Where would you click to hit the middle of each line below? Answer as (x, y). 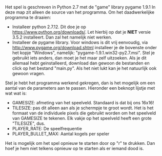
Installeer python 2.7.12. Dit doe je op (49, 27)
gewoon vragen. (29, 73)
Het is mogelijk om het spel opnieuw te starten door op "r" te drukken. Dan (80, 143)
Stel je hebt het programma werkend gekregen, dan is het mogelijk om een (80, 83)
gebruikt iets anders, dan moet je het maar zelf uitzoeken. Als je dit (79, 58)
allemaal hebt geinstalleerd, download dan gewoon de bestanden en (81, 63)
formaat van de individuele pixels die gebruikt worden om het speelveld (84, 113)
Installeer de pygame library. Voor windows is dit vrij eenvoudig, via (80, 42)
